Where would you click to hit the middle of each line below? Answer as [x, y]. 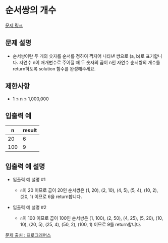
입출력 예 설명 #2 [30, 208]
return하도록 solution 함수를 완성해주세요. [54, 68]
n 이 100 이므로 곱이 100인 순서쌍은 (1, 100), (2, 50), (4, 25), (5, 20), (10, [92, 218]
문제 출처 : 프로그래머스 [28, 235]
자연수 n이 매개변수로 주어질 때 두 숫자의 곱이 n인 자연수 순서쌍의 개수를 [90, 62]
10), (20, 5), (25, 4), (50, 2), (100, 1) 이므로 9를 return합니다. [81, 225]
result [30, 131]
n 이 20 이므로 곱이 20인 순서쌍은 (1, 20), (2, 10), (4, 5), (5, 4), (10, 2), [89, 190]
